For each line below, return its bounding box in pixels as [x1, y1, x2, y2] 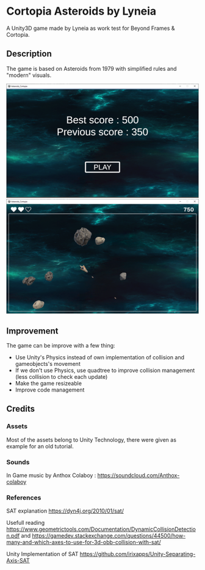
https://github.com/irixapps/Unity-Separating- [79, 550, 196, 558]
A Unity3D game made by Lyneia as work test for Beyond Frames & [6, 24, 175, 32]
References [6, 493, 41, 502]
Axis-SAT [6, 557, 31, 565]
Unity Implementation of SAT [6, 550, 79, 558]
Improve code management [15, 386, 85, 393]
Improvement [6, 326, 59, 336]
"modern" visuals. [6, 71, 52, 79]
